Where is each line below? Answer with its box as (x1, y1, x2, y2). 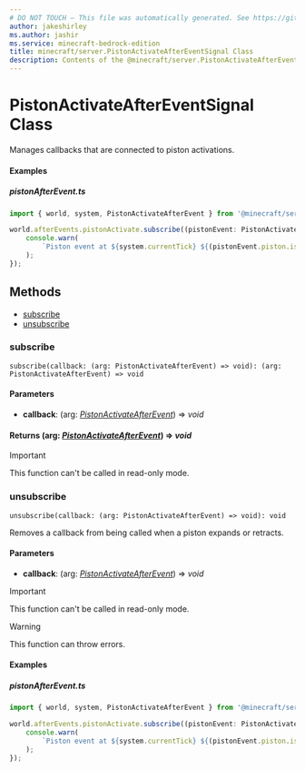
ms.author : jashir (9, 30, 79, 39)
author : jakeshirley (9, 22, 88, 31)
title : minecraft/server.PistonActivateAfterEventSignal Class (9, 47, 254, 56)
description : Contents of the (9, 56, 124, 65)
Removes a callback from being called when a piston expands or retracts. (9, 527, 284, 538)
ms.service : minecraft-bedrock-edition (9, 38, 161, 48)
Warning (9, 621, 41, 632)
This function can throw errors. (9, 638, 125, 649)
